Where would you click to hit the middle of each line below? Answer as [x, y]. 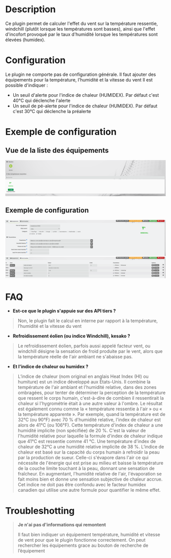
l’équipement [31, 551]
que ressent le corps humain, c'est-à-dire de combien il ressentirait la [91, 398]
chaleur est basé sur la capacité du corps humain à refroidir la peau [89, 452]
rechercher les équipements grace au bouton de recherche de [83, 545]
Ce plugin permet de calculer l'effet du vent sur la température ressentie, [82, 23]
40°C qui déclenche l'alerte [41, 100]
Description [31, 9]
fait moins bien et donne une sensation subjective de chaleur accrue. [90, 479]
